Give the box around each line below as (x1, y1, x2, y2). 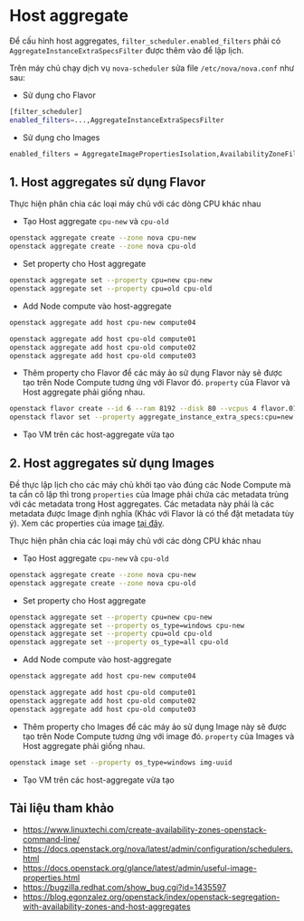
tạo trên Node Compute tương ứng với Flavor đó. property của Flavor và (22, 377, 291, 388)
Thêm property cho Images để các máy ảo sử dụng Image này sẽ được (22, 721, 288, 732)
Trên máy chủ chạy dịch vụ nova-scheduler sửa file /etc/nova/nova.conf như (9, 62, 295, 73)
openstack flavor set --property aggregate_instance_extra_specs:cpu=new (9, 413, 294, 422)
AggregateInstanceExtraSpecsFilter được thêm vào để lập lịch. (9, 44, 244, 55)
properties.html (22, 872, 81, 883)
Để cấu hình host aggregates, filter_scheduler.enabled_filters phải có (9, 35, 281, 46)
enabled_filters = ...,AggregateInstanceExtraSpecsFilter (9, 115, 224, 125)
